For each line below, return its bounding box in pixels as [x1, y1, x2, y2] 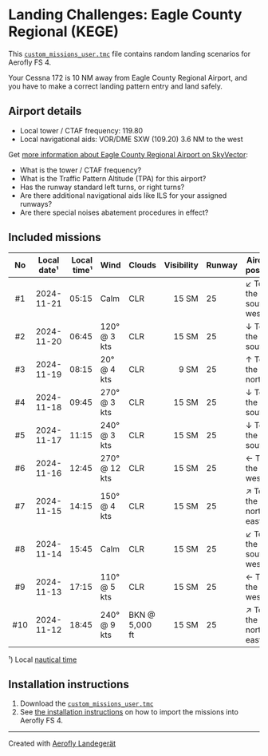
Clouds [128, 259, 157, 271]
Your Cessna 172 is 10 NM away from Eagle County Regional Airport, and [8, 73, 247, 82]
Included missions [8, 231, 101, 244]
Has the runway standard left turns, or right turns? [19, 182, 185, 192]
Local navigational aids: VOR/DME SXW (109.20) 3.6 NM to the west [19, 134, 243, 144]
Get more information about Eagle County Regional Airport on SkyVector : [8, 149, 249, 159]
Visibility [164, 259, 199, 271]
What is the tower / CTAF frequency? [19, 165, 142, 175]
